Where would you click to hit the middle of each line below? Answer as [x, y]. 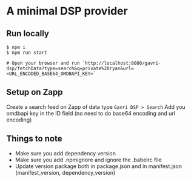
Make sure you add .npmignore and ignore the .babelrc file [88, 160]
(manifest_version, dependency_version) [65, 172]
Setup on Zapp [35, 92]
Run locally [28, 34]
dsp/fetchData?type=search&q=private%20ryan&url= [70, 68]
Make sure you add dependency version [65, 153]
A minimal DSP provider [67, 11]
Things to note [34, 139]
